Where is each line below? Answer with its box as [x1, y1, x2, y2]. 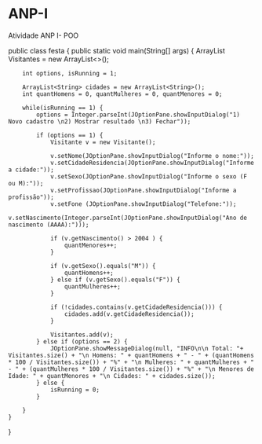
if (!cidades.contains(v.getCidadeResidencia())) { [49, 303, 223, 311]
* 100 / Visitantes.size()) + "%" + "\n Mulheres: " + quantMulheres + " [8, 358, 255, 366]
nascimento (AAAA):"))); [8, 221, 89, 229]
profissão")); [8, 193, 55, 201]
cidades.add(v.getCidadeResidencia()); [64, 310, 195, 318]
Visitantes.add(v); [49, 331, 114, 339]
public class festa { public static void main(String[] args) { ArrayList [8, 46, 225, 55]
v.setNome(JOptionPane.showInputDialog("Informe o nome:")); [49, 152, 255, 160]
